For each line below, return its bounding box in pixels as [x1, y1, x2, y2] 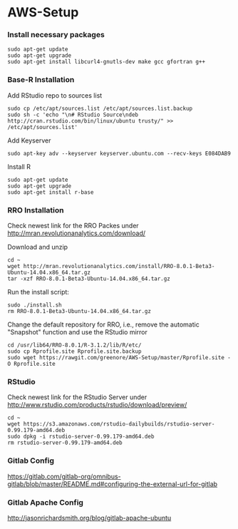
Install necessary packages [7, 30, 105, 40]
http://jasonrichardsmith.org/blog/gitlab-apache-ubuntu [7, 513, 172, 522]
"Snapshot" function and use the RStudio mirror [7, 328, 148, 337]
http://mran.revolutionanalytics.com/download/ [7, 229, 146, 237]
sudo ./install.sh [7, 302, 62, 309]
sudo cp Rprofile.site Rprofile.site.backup [7, 348, 142, 355]
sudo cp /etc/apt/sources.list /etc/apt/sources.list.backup [7, 105, 193, 112]
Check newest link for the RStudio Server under [7, 393, 148, 401]
